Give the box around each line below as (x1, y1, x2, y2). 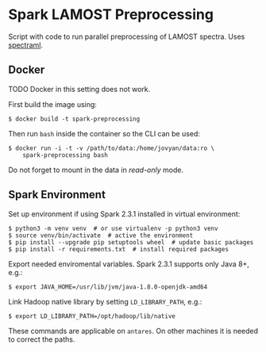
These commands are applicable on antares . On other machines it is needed (8, 326, 259, 335)
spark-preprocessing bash (22, 151, 109, 159)
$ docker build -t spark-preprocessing (8, 115, 141, 123)
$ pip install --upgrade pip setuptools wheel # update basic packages (8, 238, 254, 247)
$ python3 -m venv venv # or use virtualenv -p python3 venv (8, 224, 218, 232)
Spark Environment (8, 188, 106, 201)
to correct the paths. (8, 335, 75, 344)
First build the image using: (8, 99, 98, 109)
